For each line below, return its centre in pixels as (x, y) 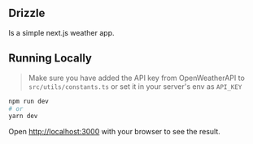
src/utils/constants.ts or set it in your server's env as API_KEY (135, 86)
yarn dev (23, 116)
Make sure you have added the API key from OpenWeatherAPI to (137, 78)
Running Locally (50, 59)
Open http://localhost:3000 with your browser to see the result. (115, 132)
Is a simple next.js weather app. (61, 32)
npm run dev (28, 101)
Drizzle (27, 13)
